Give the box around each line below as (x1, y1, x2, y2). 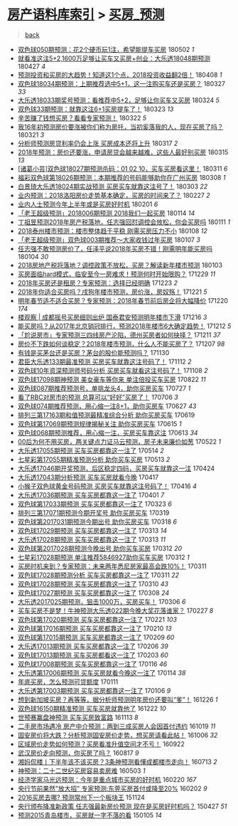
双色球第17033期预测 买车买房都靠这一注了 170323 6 (17, 499, 172, 508)
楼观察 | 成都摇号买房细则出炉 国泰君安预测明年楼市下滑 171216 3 (17, 312, 207, 321)
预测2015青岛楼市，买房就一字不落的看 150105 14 (17, 810, 162, 819)
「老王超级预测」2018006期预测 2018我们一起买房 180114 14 (17, 208, 195, 217)
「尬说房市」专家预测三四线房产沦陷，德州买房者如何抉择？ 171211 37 (17, 330, 221, 339)
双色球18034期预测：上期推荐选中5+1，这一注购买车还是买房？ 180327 (17, 79, 226, 88)
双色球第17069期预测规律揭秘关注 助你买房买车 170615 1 (17, 419, 182, 428)
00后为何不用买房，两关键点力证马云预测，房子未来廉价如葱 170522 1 (17, 437, 222, 445)
